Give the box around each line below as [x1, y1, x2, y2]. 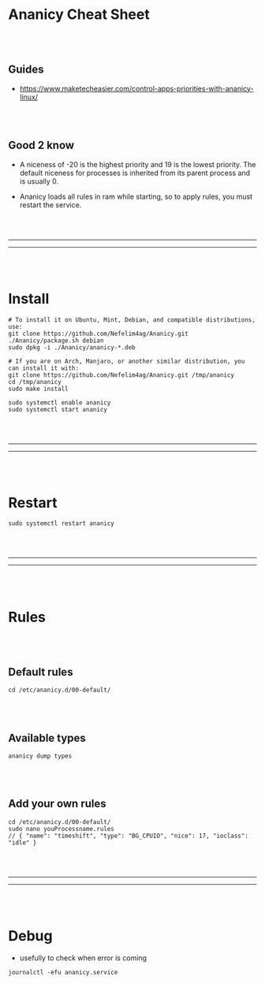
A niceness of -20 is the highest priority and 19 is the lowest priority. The [19, 159, 256, 169]
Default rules [8, 665, 73, 679]
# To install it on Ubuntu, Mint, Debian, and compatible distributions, [8, 315, 256, 324]
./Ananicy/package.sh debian [8, 337, 104, 345]
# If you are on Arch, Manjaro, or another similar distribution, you [8, 357, 245, 365]
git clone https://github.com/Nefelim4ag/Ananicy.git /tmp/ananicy [8, 371, 235, 379]
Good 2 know [8, 139, 75, 152]
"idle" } [8, 838, 37, 847]
